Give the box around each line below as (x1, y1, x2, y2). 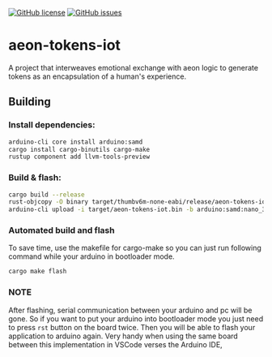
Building (8, 95, 51, 109)
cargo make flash (8, 268, 67, 276)
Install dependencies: (8, 119, 96, 131)
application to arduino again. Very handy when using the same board (8, 331, 239, 341)
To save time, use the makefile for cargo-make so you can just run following (8, 243, 261, 253)
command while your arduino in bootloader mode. (8, 252, 176, 261)
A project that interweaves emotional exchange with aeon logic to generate (8, 62, 259, 72)
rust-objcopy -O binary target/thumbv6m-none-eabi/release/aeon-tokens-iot (8, 198, 270, 206)
